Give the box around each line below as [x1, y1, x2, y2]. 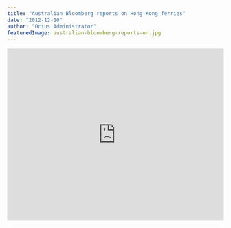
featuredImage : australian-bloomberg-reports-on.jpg [7, 29, 162, 37]
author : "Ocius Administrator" [7, 23, 97, 30]
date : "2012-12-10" [7, 17, 63, 23]
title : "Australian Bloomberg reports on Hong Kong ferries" [7, 10, 186, 17]
